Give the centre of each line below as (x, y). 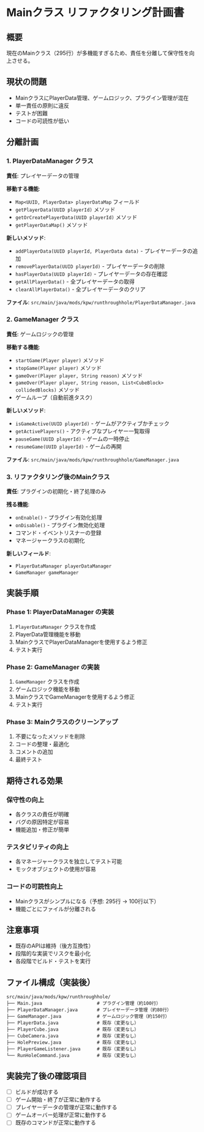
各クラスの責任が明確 (42, 814)
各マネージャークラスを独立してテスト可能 (69, 861)
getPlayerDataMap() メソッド (51, 225)
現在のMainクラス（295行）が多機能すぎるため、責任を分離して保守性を (98, 53)
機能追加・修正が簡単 (42, 830)
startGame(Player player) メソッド (60, 360)
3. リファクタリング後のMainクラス (58, 477)
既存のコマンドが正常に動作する (55, 1123)
